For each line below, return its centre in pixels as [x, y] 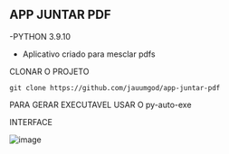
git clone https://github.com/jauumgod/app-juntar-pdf [115, 88]
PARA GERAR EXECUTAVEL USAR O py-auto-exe [100, 104]
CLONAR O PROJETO [49, 71]
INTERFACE [31, 122]
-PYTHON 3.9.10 [40, 36]
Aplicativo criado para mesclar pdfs [89, 54]
